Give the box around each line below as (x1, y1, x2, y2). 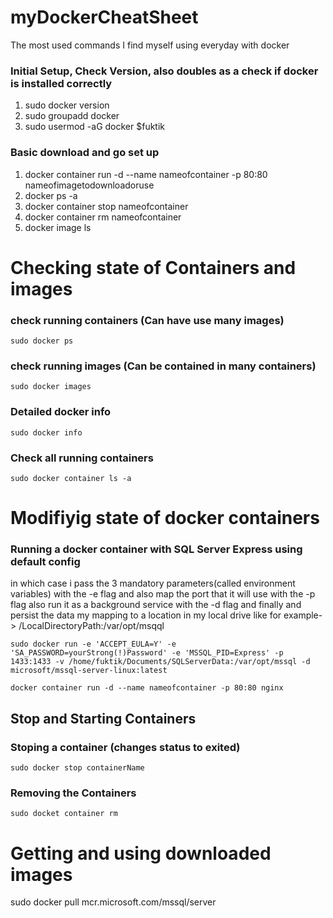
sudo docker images (10, 382, 92, 392)
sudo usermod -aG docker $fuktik (24, 121, 166, 133)
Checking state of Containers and (10, 256, 297, 279)
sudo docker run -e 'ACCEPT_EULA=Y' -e (10, 639, 177, 650)
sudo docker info (10, 427, 83, 438)
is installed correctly (10, 76, 113, 90)
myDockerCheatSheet (10, 6, 199, 29)
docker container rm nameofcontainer (24, 211, 182, 223)
